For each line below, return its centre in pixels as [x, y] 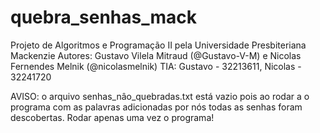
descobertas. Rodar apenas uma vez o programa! [112, 117]
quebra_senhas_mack [103, 17]
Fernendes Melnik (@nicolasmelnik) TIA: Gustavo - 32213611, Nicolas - [156, 66]
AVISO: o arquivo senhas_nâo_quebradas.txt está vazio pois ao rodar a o [160, 96]
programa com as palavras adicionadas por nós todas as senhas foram [156, 107]
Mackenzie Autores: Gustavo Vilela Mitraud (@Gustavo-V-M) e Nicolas [156, 55]
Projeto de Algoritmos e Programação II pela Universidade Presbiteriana [158, 45]
